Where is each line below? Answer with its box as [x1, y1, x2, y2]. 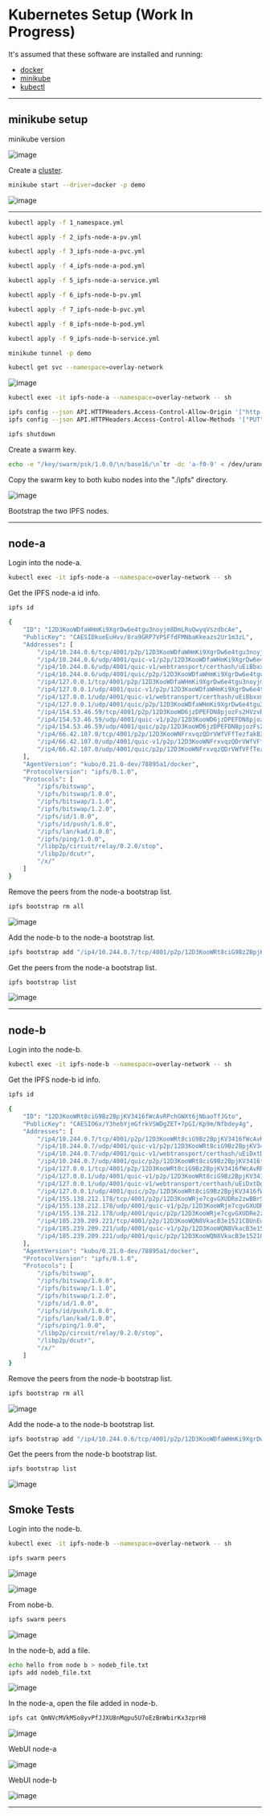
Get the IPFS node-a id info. [8, 588, 100, 598]
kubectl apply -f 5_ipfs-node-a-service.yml [8, 277, 160, 285]
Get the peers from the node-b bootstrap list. [8, 1449, 157, 1459]
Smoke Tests [8, 1502, 75, 1516]
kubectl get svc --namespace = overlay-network [8, 363, 163, 371]
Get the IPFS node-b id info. [8, 1075, 101, 1084]
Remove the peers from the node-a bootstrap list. [8, 887, 173, 896]
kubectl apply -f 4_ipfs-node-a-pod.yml [8, 262, 146, 270]
